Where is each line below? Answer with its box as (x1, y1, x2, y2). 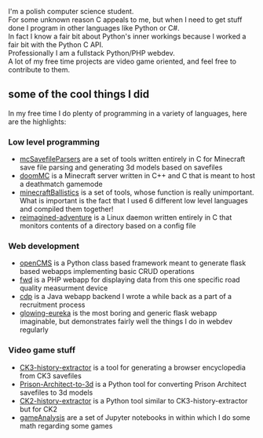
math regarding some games (19, 421, 113, 430)
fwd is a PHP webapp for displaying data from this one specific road (19, 275, 241, 285)
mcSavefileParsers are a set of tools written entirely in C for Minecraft (19, 155, 246, 164)
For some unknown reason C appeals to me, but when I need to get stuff (8, 15, 243, 24)
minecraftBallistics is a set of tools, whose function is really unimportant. (19, 188, 254, 197)
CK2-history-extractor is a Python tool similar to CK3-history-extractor (19, 396, 248, 405)
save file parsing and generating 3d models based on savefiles (19, 162, 223, 172)
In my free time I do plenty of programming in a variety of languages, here (8, 108, 247, 118)
